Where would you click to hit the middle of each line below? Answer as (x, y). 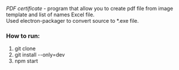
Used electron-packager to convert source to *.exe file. (73, 21)
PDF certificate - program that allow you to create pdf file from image (90, 8)
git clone (25, 48)
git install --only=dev (40, 55)
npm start (26, 61)
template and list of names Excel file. (50, 15)
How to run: (23, 36)
